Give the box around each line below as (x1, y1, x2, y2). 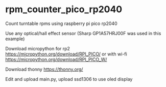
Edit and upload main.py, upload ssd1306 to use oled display (5, 76, 133, 82)
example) (5, 36, 25, 42)
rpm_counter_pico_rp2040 (5, 4, 123, 15)
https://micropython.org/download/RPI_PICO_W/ (5, 56, 107, 62)
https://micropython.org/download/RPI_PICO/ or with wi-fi (5, 51, 128, 57)
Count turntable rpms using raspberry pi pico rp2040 (5, 20, 117, 26)
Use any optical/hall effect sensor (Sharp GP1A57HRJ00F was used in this (5, 30, 161, 36)
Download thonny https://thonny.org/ (5, 66, 83, 72)
